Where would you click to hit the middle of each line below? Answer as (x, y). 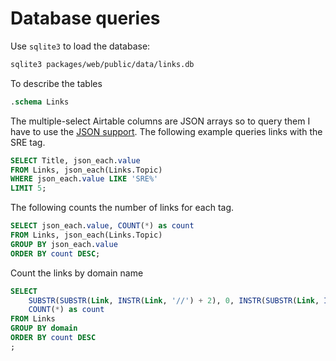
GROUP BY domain (44, 328)
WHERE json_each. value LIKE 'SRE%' (84, 179)
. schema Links (40, 102)
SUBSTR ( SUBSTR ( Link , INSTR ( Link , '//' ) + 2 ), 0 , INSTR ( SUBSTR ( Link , (174, 300)
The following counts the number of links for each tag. (122, 208)
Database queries (85, 18)
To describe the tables (56, 83)
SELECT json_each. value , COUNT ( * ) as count (102, 226)
